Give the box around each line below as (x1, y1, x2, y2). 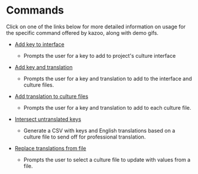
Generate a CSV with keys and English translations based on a (23, 127, 176, 134)
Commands (6, 4, 64, 17)
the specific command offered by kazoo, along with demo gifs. (6, 29, 158, 36)
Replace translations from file (14, 145, 87, 152)
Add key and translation (14, 63, 73, 71)
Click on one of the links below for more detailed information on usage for (6, 23, 186, 30)
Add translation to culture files (14, 93, 89, 100)
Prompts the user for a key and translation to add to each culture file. (23, 104, 191, 111)
